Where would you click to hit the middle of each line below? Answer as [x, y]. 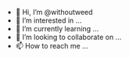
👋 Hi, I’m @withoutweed [54, 12]
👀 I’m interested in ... [48, 20]
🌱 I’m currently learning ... [57, 29]
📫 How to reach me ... [52, 46]
